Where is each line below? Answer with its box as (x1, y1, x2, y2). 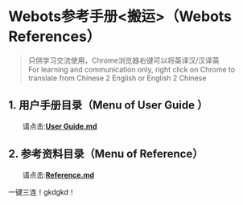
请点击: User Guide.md (23, 121, 97, 131)
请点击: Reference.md (23, 170, 95, 179)
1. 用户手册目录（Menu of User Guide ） (8, 98, 208, 113)
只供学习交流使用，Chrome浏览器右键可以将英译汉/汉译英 (27, 55, 220, 65)
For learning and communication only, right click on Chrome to (27, 64, 236, 74)
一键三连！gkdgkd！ (8, 187, 76, 197)
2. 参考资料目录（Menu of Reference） (8, 147, 204, 161)
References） (8, 27, 101, 46)
